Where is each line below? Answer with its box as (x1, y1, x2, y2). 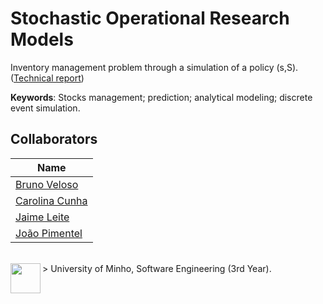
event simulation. (10, 102, 81, 114)
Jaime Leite (15, 210, 70, 224)
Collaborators (10, 131, 98, 148)
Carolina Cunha (15, 193, 88, 207)
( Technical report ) (10, 72, 85, 84)
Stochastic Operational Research (10, 7, 290, 30)
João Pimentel (15, 226, 83, 240)
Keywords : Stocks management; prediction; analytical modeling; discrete (10, 91, 313, 103)
